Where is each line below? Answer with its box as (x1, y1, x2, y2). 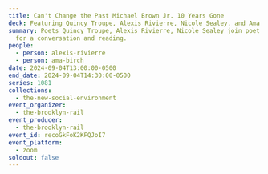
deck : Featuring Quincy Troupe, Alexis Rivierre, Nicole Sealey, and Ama (8, 19, 261, 27)
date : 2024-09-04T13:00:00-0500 (8, 64, 116, 72)
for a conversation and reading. (15, 34, 128, 42)
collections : (8, 86, 52, 95)
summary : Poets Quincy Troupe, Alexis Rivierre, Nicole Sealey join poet (8, 26, 261, 34)
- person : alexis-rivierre (15, 49, 106, 57)
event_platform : (8, 138, 63, 147)
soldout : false (8, 153, 59, 161)
